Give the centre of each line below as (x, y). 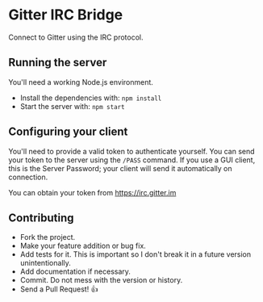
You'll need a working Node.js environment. (81, 82)
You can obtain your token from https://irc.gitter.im (92, 192)
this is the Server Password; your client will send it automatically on (120, 168)
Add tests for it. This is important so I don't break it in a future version (136, 254)
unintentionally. (45, 263)
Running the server (58, 63)
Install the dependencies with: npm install (91, 98)
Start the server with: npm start (72, 106)
